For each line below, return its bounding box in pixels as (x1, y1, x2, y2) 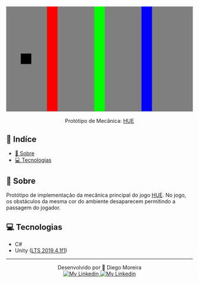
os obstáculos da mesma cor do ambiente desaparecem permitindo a (6, 198, 176, 205)
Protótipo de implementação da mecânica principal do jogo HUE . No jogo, (6, 191, 187, 199)
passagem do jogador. (6, 204, 61, 212)
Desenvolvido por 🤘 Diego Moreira (57, 264, 142, 271)
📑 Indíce (6, 134, 37, 144)
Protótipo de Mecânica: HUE (65, 117, 134, 124)
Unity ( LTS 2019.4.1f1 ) (14, 246, 68, 254)
